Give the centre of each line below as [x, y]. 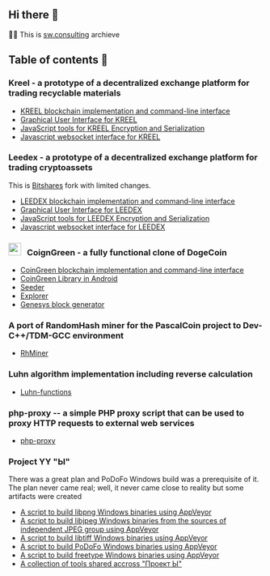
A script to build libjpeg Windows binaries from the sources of [123, 521]
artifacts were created [45, 497]
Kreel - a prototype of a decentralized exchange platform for [129, 83]
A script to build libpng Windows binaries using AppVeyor [116, 512]
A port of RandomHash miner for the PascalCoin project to [125, 326]
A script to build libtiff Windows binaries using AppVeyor [114, 538]
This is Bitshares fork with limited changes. [80, 185]
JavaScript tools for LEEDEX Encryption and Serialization [115, 218]
